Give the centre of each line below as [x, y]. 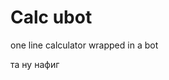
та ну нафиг [35, 64]
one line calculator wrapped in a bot [84, 45]
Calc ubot [51, 17]
